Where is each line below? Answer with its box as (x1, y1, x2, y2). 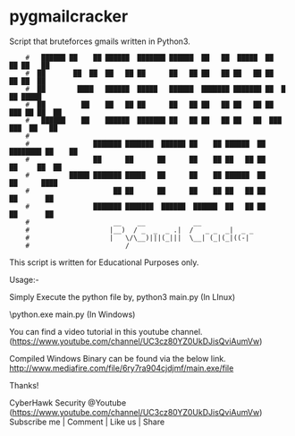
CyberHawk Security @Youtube (9, 397, 127, 408)
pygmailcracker (9, 6, 129, 27)
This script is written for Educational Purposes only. (9, 257, 199, 268)
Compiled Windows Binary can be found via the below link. (9, 353, 226, 363)
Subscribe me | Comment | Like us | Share (9, 416, 165, 427)
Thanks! (9, 380, 39, 390)
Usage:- (9, 274, 39, 285)
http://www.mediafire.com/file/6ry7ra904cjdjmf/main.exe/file (9, 363, 234, 373)
